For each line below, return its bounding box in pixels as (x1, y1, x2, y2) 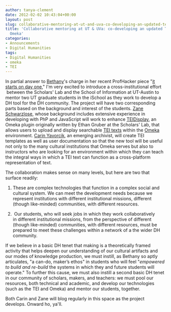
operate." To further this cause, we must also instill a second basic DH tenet (5, 270, 164, 276)
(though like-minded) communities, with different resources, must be (12, 222, 157, 228)
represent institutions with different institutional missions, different (12, 196, 152, 202)
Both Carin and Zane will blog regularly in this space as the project (5, 296, 145, 302)
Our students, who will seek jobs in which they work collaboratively (14, 211, 155, 217)
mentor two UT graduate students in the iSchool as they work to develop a (5, 95, 161, 101)
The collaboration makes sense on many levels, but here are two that (5, 169, 150, 176)
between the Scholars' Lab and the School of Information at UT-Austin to (6, 89, 159, 95)
